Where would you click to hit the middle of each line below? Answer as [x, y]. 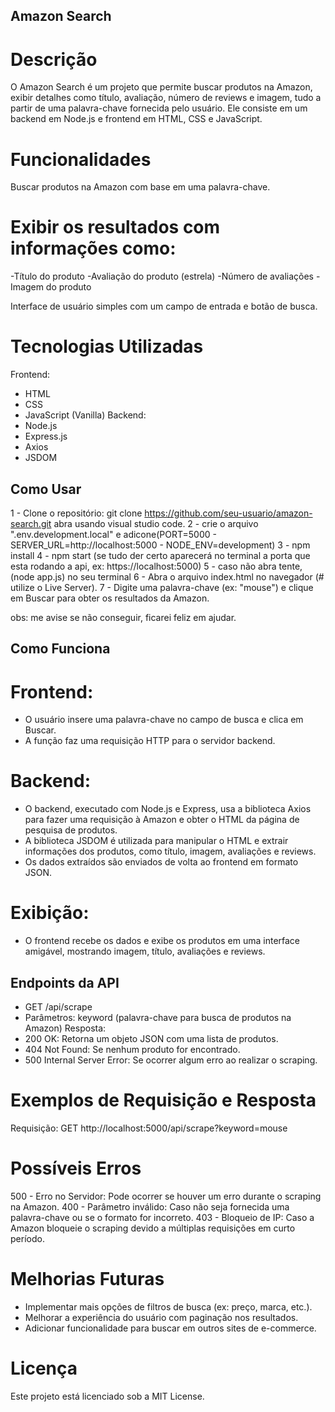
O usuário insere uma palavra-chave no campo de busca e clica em [164, 720]
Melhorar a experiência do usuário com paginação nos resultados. [161, 1317]
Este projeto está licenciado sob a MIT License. [107, 1396]
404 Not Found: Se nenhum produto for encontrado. [132, 1049]
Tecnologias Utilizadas [107, 346]
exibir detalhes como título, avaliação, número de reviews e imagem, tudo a [166, 98]
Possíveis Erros [76, 1168]
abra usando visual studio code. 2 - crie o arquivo [156, 523]
